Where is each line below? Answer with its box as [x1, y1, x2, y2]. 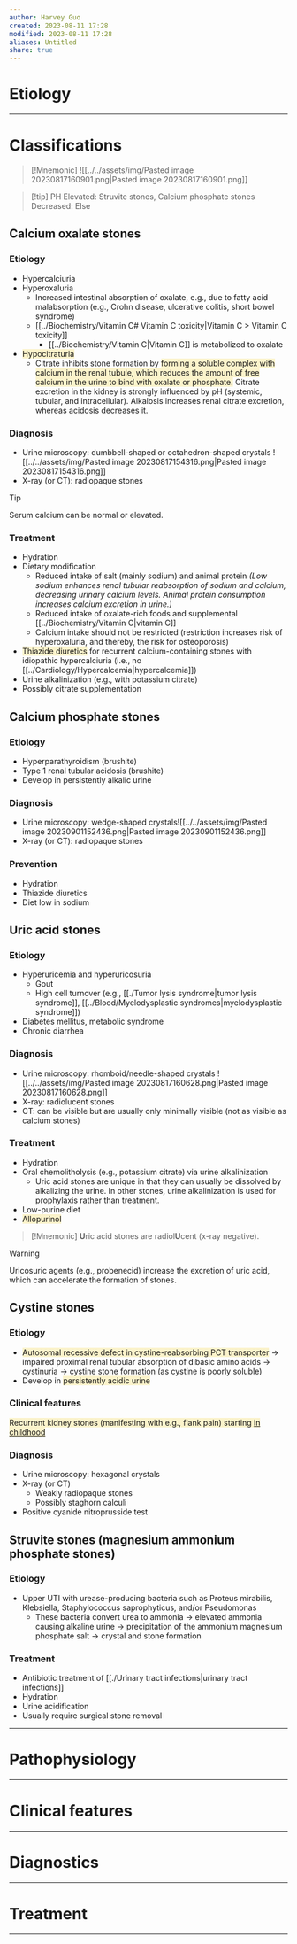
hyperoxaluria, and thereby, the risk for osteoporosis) [34, 637, 230, 647]
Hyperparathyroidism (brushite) [21, 755, 137, 766]
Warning [9, 1248, 40, 1259]
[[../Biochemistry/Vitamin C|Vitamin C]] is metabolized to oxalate [48, 338, 284, 350]
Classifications [9, 136, 122, 156]
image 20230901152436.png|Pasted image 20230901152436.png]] [21, 826, 267, 837]
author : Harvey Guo [9, 12, 81, 22]
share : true [9, 46, 53, 55]
